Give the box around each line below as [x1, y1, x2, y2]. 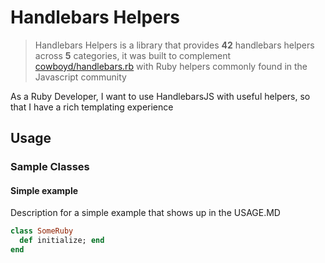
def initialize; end [19, 236, 105, 246]
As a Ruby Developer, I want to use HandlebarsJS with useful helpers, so [10, 90, 311, 102]
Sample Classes [10, 160, 90, 174]
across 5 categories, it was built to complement [34, 49, 232, 61]
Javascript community [34, 71, 127, 83]
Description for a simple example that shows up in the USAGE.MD [10, 207, 281, 219]
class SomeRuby [10, 226, 74, 236]
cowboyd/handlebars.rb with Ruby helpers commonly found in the [34, 60, 308, 72]
